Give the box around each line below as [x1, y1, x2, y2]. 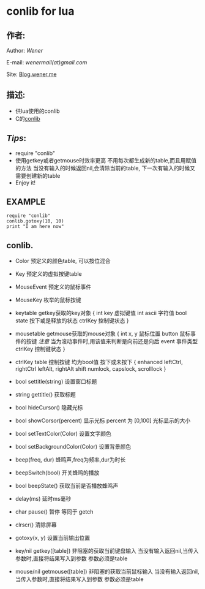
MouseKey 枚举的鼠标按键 [15, 296, 81, 304]
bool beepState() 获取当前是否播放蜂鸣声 [15, 482, 119, 490]
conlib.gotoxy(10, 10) [6, 218, 64, 224]
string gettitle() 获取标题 [15, 391, 76, 398]
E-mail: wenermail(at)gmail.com [6, 59, 88, 66]
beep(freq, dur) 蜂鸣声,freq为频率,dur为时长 [15, 456, 126, 463]
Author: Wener [6, 47, 43, 54]
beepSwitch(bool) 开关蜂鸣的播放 [15, 469, 100, 476]
